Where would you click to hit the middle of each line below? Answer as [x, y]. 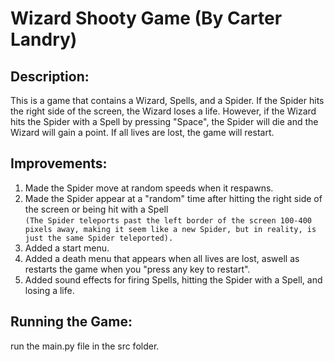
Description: [50, 76]
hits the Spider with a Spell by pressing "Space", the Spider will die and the [164, 121]
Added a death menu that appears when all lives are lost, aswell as [162, 258]
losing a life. [49, 290]
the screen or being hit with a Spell [96, 209]
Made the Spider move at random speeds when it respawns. [149, 188]
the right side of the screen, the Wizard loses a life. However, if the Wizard [163, 111]
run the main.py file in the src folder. [85, 346]
